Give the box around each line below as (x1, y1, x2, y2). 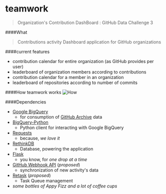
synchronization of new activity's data (19, 167, 99, 173)
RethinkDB (12, 140, 34, 146)
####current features (5, 48, 50, 54)
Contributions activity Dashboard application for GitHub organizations (17, 38, 161, 45)
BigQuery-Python (12, 119, 48, 125)
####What (5, 29, 27, 35)
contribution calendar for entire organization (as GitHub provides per (12, 58, 154, 64)
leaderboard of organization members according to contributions (12, 68, 146, 75)
